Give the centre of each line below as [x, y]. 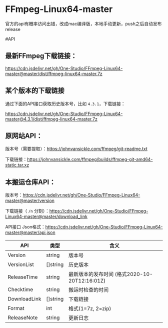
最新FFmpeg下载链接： [41, 56]
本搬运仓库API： [30, 182]
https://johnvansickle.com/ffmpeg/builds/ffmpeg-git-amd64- [90, 159]
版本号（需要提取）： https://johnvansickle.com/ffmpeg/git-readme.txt [76, 149]
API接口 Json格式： [25, 227]
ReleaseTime [23, 277]
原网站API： [24, 136]
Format [16, 308]
